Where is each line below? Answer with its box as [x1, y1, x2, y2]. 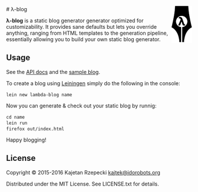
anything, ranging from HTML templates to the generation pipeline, [6, 29, 169, 36]
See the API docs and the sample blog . [6, 68, 100, 75]
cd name [6, 114, 25, 120]
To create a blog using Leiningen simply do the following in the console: [6, 79, 180, 87]
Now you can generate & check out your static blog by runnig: [6, 102, 157, 109]
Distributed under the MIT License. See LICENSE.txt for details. [6, 180, 159, 187]
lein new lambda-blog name [6, 92, 72, 97]
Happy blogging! [6, 136, 47, 143]
